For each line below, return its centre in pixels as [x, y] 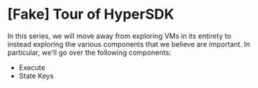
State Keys [36, 76]
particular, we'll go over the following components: [89, 52]
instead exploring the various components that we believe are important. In [129, 44]
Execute [32, 67]
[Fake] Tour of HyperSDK [91, 14]
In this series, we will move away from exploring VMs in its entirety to [119, 36]
